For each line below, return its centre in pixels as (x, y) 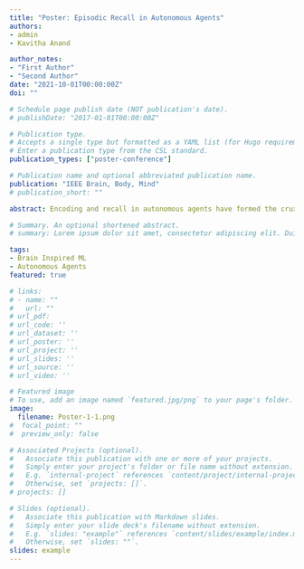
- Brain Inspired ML (48, 259)
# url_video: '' (40, 375)
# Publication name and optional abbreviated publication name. (133, 175)
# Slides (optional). (50, 508)
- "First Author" (42, 68)
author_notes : (36, 60)
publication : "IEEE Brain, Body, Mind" (85, 184)
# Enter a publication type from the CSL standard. (109, 151)
